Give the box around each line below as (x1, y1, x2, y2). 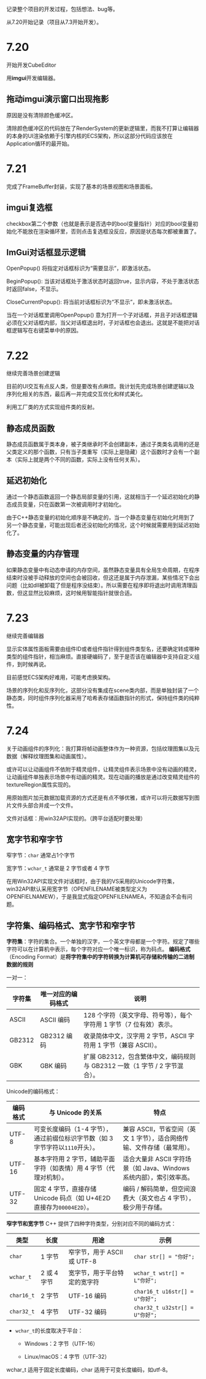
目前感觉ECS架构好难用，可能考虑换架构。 (6, 674, 114, 681)
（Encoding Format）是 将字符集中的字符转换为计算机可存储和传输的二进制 (6, 953, 195, 961)
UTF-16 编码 (68, 1292, 107, 1300)
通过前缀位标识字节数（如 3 (33, 1134, 113, 1143)
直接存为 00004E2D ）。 (33, 1203, 93, 1212)
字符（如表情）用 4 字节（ (33, 1164, 109, 1173)
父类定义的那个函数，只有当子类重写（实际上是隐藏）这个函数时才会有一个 (6, 448, 194, 456)
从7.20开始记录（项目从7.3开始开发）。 (6, 18, 102, 26)
